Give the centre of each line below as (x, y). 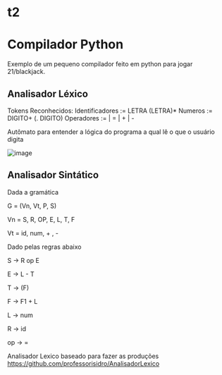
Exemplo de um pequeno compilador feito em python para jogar (100, 64)
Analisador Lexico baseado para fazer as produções (83, 356)
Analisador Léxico (48, 93)
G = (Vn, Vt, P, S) (32, 206)
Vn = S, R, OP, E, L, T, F (41, 219)
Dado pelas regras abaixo (44, 247)
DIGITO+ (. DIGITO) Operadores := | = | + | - (71, 118)
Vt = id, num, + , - (33, 233)
